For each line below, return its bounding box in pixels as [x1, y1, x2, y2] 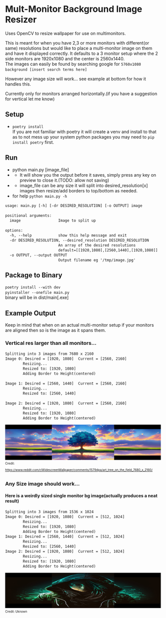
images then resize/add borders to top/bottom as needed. [19, 188, 138, 193]
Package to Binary [5, 271, 63, 279]
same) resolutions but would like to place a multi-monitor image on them [5, 45, 153, 51]
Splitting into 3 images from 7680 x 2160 [5, 351, 94, 357]
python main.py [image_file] [12, 167, 69, 173]
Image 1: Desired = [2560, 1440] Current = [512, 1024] [5, 534, 125, 539]
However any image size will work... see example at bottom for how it [5, 76, 146, 82]
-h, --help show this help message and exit [9, 233, 127, 238]
